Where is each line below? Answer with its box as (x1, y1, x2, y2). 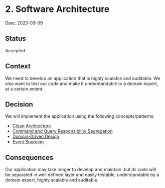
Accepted (5, 47, 25, 53)
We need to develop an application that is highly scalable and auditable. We (5, 75, 161, 81)
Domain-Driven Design (12, 133, 60, 140)
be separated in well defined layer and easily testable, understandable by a (5, 172, 160, 178)
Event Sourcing (12, 139, 44, 145)
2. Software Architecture (5, 3, 110, 15)
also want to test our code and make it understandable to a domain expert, (5, 81, 159, 87)
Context (5, 62, 31, 71)
